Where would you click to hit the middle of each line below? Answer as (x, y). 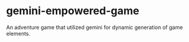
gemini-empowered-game (73, 11)
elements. (18, 33)
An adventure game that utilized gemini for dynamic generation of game (94, 27)
